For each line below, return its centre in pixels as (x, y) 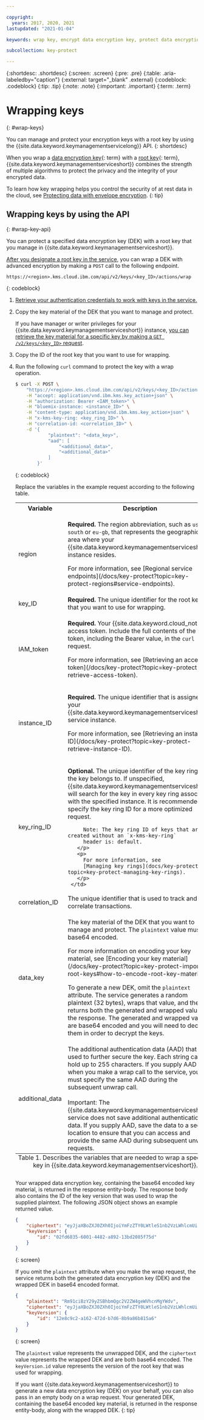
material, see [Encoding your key (114, 958)
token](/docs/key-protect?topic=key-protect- (134, 667)
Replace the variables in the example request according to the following (105, 487)
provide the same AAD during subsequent (127, 1141)
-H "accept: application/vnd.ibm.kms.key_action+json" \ (100, 395)
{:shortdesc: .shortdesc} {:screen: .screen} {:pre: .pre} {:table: (84, 73)
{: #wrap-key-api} (29, 229)
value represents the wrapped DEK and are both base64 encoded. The (104, 1360)
